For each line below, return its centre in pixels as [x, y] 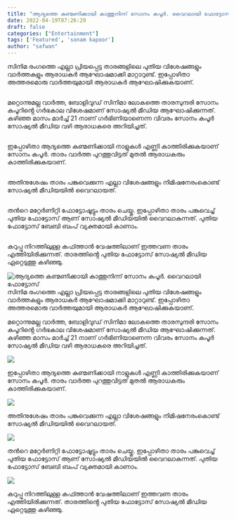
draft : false [26, 27]
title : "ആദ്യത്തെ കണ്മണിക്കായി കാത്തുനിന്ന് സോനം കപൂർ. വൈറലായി [104, 14]
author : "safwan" [33, 46]
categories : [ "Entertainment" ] [53, 33]
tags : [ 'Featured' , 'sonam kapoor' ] [61, 40]
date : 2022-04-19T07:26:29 [47, 20]
